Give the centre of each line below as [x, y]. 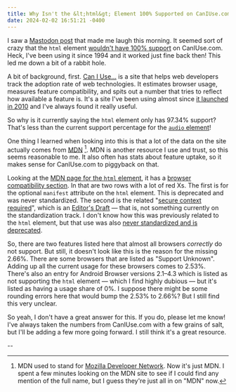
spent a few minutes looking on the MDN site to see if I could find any [118, 374]
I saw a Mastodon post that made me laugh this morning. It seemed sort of [115, 40]
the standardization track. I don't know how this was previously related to [113, 216]
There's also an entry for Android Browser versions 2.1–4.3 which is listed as [118, 274]
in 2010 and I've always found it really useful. [72, 106]
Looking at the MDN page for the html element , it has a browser [99, 178]
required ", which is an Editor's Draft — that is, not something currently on [113, 208]
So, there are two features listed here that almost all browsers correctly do [115, 244]
